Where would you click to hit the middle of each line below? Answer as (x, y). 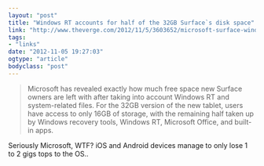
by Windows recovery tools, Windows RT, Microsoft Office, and (130, 121)
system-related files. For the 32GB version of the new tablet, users (135, 105)
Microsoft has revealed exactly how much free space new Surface (135, 88)
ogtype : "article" (38, 60)
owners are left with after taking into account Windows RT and (128, 97)
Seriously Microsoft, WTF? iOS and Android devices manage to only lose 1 (128, 145)
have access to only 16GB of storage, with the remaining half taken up (140, 114)
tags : (17, 37)
